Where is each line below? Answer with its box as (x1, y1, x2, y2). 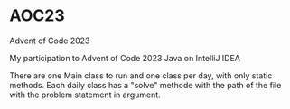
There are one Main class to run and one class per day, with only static (9, 69, 273, 81)
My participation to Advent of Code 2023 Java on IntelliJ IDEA (9, 52, 241, 63)
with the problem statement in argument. (9, 89, 161, 100)
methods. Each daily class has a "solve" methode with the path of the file (9, 79, 282, 90)
